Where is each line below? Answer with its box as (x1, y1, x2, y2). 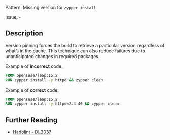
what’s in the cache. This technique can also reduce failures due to (5, 48, 146, 54)
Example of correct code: (5, 87, 59, 93)
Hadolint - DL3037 (12, 129, 52, 135)
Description (5, 29, 43, 38)
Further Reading (5, 116, 58, 124)
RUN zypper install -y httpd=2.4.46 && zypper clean (5, 101, 119, 106)
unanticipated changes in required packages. (5, 53, 100, 59)
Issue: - (5, 14, 21, 20)
